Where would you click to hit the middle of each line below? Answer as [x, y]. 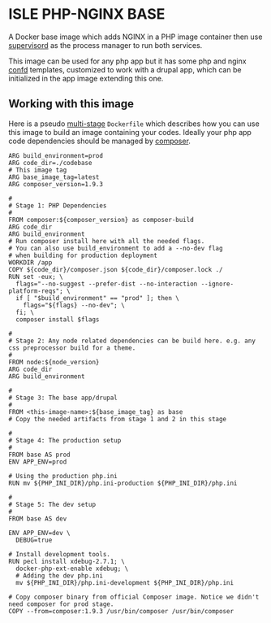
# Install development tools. [60, 554]
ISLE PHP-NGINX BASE [87, 14]
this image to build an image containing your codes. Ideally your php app [130, 132]
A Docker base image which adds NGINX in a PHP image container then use [135, 37]
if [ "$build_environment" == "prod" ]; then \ [98, 298]
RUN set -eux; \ [36, 277]
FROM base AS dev [38, 518]
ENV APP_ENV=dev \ [39, 533]
